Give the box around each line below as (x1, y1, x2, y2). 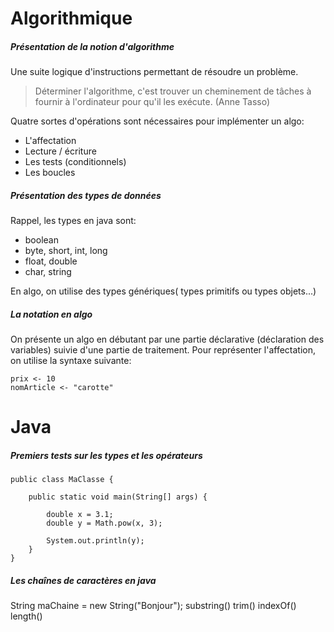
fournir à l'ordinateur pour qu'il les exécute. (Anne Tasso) (34, 96, 271, 108)
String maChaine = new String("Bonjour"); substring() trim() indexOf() (10, 600, 297, 612)
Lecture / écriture (24, 145, 97, 157)
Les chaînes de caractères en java (10, 574, 157, 586)
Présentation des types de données (10, 189, 162, 201)
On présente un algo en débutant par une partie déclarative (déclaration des (10, 333, 325, 346)
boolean (24, 234, 59, 246)
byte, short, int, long (24, 245, 108, 257)
